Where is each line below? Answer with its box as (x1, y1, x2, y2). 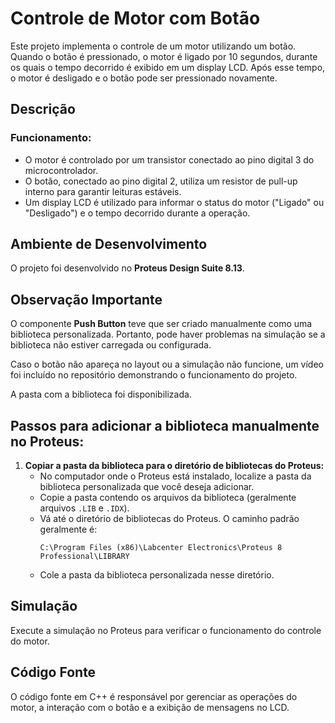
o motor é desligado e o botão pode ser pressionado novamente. (10, 72, 278, 84)
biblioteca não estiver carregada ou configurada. (10, 339, 212, 351)
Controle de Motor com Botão (10, 7, 261, 30)
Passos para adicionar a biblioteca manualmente (10, 417, 320, 434)
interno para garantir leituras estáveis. (24, 185, 182, 197)
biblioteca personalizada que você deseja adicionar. (39, 481, 255, 493)
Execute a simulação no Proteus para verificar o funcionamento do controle (10, 624, 322, 636)
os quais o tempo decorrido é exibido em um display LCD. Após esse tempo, (10, 61, 326, 73)
